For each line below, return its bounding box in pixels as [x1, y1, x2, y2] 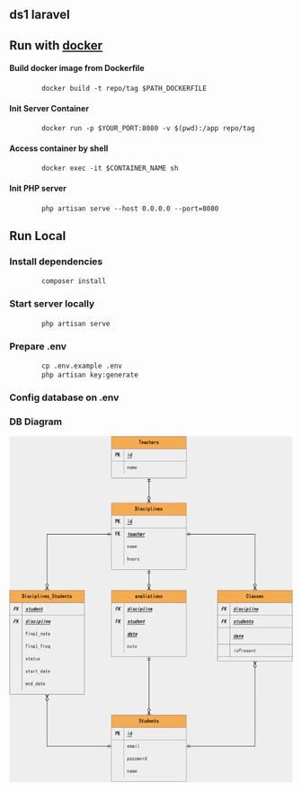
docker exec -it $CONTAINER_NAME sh [41, 164, 179, 173]
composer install [41, 277, 106, 286]
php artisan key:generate [41, 370, 139, 379]
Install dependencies [9, 255, 103, 268]
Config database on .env [9, 391, 120, 404]
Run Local [9, 228, 67, 244]
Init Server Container [9, 102, 90, 113]
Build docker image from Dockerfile [9, 63, 145, 74]
